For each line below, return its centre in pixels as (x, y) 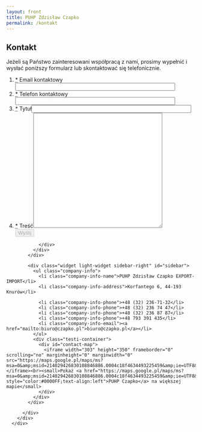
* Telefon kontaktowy (41, 94)
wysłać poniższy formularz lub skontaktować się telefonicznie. (84, 68)
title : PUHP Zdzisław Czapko (43, 17)
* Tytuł (23, 109)
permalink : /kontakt (32, 23)
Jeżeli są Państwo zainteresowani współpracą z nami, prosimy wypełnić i (97, 62)
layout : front (24, 12)
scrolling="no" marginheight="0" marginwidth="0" (70, 355)
